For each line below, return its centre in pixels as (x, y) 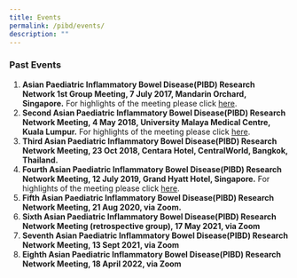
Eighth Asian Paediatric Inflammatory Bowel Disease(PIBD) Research (152, 254)
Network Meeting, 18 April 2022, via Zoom (102, 264)
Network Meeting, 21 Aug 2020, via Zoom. (102, 207)
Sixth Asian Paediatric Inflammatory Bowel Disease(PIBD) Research (149, 216)
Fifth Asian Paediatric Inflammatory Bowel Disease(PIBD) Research (148, 197)
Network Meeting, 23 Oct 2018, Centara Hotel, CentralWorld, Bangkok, (155, 150)
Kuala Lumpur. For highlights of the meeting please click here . (136, 131)
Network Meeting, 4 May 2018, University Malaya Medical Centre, (146, 122)
